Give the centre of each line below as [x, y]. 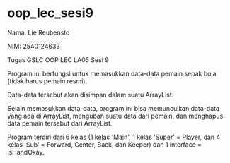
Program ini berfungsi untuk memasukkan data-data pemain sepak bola [112, 73]
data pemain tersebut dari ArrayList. [60, 123]
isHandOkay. [26, 152]
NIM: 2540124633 [34, 46]
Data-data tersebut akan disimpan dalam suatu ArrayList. [91, 95]
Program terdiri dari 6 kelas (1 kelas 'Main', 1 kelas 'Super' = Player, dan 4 [114, 137]
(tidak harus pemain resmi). [47, 81]
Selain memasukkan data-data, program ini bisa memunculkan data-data [114, 108]
